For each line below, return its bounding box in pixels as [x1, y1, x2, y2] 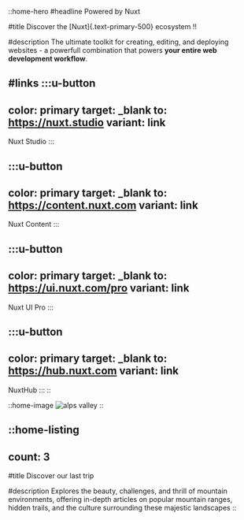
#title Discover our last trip [8, 471, 94, 481]
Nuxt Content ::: [8, 220, 60, 229]
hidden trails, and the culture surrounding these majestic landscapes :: [8, 503, 237, 513]
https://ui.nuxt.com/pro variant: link [8, 281, 190, 295]
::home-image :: [8, 400, 104, 410]
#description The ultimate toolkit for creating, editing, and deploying [8, 37, 229, 46]
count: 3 [8, 450, 50, 463]
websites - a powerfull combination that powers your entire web [8, 46, 218, 54]
